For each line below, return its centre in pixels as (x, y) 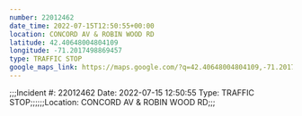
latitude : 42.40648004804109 (64, 42)
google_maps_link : (44, 68)
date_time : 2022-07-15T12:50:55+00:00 (82, 26)
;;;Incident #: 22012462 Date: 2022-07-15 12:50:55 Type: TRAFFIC (132, 92)
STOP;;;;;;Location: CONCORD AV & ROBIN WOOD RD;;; (112, 102)
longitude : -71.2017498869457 (66, 51)
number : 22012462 (42, 17)
